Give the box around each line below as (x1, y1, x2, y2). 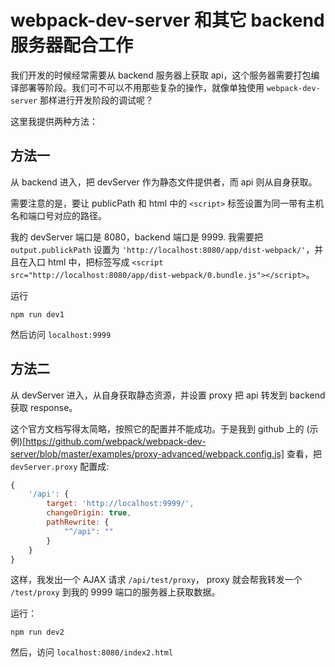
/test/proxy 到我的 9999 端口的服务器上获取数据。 (10, 586, 221, 598)
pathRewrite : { (46, 517, 110, 528)
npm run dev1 (10, 309, 65, 320)
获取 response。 (10, 401, 78, 413)
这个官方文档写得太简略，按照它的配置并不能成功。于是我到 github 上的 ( (10, 422, 310, 435)
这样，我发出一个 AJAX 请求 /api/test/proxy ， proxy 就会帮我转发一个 (10, 574, 303, 586)
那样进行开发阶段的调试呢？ (39, 94, 154, 106)
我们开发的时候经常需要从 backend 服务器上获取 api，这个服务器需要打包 (10, 69, 312, 81)
